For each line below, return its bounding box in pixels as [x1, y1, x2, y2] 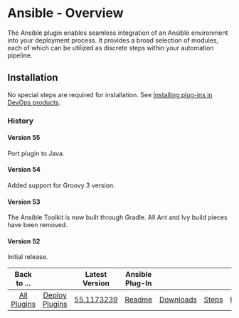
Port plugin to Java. [7, 149, 65, 158]
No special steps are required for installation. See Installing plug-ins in [7, 90, 213, 99]
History [7, 116, 34, 126]
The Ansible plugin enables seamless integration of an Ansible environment [7, 28, 228, 37]
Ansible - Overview [7, 5, 124, 21]
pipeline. [7, 51, 33, 60]
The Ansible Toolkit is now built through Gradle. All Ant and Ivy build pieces [7, 213, 228, 221]
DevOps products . [7, 98, 61, 106]
